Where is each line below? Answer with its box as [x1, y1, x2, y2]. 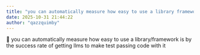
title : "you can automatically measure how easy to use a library [6, 8, 174, 15]
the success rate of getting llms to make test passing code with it [6, 42, 166, 49]
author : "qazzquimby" [6, 20, 60, 25]
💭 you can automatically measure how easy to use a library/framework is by [6, 36, 192, 43]
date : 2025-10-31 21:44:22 [6, 14, 73, 20]
